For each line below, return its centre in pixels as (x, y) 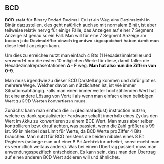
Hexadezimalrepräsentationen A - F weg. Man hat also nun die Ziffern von (81, 65)
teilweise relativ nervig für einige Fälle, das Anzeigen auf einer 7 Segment (79, 30)
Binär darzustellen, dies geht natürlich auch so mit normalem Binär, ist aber (81, 25)
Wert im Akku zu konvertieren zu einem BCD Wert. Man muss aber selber (79, 121)
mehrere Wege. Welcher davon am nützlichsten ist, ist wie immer (70, 85)
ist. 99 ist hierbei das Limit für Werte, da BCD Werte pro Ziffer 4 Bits (73, 131)
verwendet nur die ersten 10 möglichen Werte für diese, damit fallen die (77, 60)
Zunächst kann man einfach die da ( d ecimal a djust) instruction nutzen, (76, 110)
